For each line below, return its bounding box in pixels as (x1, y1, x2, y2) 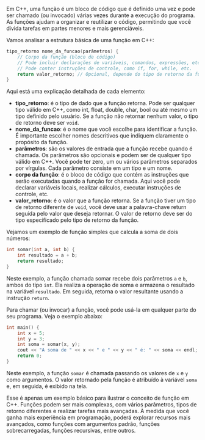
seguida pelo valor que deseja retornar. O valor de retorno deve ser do (15, 210, 193, 218)
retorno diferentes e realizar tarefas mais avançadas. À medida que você (6, 407, 189, 414)
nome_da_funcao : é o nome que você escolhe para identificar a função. (15, 125, 198, 133)
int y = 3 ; (17, 335, 45, 342)
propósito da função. (15, 139, 68, 146)
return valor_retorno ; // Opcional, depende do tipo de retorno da (17, 71, 192, 77)
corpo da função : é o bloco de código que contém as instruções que (15, 171, 189, 178)
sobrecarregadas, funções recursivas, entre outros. (6, 427, 136, 434)
